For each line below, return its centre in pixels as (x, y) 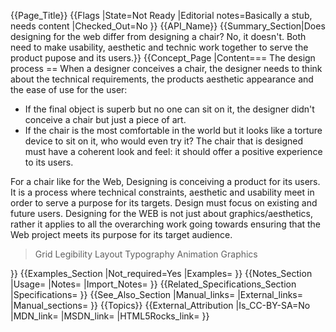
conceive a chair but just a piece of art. (105, 119)
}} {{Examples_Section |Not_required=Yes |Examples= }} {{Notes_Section (161, 273)
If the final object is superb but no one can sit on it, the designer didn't (169, 109)
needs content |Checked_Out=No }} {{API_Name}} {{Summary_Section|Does (168, 26)
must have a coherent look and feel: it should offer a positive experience (173, 151)
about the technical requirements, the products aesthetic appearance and (162, 79)
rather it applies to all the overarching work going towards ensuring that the (166, 224)
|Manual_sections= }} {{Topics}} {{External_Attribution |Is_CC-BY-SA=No (160, 305)
